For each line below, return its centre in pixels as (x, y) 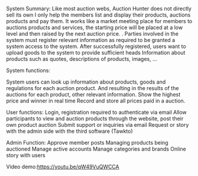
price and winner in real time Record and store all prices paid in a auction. (96, 101)
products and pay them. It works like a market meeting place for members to (99, 21)
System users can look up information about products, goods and (86, 82)
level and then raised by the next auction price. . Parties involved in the (92, 34)
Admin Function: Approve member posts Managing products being (87, 143)
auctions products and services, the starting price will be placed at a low (95, 27)
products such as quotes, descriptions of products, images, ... (82, 59)
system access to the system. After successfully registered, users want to (96, 46)
